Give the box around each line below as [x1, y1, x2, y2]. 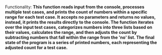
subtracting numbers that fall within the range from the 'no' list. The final [5, 34, 155, 40]
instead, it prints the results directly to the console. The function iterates [5, 19, 154, 25]
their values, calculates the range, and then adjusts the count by [5, 30, 137, 35]
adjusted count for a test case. [5, 45, 68, 50]
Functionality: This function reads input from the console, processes [5, 4, 145, 10]
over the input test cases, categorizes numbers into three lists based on [5, 24, 152, 30]
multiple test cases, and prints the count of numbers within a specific [5, 9, 147, 15]
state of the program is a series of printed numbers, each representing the [5, 40, 157, 45]
